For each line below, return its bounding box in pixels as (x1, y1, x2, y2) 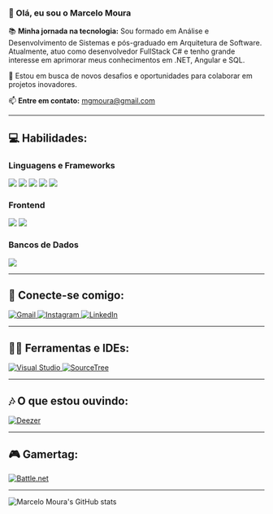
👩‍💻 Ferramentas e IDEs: (8, 341, 130, 355)
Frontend (8, 199, 45, 211)
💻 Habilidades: (8, 131, 88, 145)
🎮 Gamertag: (8, 447, 79, 462)
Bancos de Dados (8, 239, 79, 250)
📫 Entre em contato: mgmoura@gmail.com (8, 96, 156, 106)
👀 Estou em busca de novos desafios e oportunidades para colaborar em (8, 71, 253, 81)
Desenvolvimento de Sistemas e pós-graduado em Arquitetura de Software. (8, 38, 262, 48)
